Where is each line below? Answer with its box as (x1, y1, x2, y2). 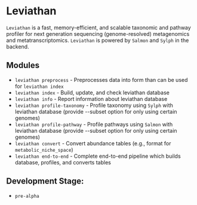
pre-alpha (14, 193, 40, 199)
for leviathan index (14, 82, 64, 90)
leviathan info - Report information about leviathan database (14, 95, 168, 102)
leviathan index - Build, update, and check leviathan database (14, 88, 170, 96)
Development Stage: (6, 176, 84, 186)
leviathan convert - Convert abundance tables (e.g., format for (14, 139, 171, 147)
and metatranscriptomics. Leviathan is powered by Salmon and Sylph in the (6, 36, 189, 44)
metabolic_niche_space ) (14, 146, 73, 153)
